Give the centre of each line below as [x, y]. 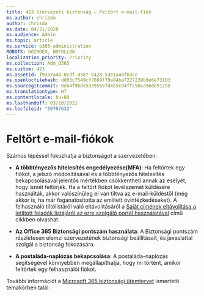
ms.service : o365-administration [49, 46]
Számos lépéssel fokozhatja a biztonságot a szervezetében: [82, 156]
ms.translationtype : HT [37, 92]
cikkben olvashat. [37, 220]
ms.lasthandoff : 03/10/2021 [42, 103]
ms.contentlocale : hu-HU [38, 97]
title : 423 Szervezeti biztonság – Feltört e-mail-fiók [79, 12]
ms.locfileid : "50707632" [39, 109]
